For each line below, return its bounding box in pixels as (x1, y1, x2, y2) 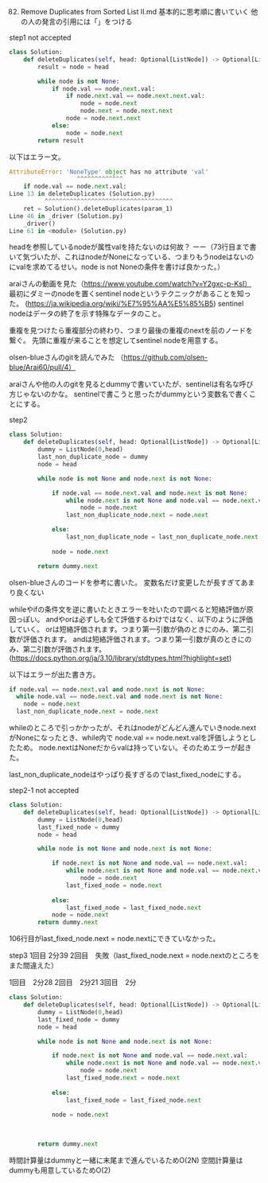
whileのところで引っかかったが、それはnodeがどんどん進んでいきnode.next (9, 723, 257, 732)
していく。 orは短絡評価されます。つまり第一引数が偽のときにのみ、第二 (9, 624, 247, 634)
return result (37, 136, 84, 145)
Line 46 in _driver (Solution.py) (9, 212, 124, 220)
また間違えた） (9, 961, 58, 971)
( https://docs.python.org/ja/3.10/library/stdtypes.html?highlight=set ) (9, 653, 232, 663)
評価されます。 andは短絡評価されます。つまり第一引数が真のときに (22, 634, 245, 644)
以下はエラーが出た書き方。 (9, 669, 100, 679)
